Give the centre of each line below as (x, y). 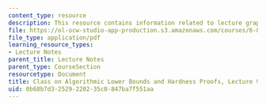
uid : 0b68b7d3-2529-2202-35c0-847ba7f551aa (81, 89)
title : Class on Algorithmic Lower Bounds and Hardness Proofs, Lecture (131, 81)
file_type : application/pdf (55, 37)
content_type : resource (47, 15)
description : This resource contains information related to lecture (125, 23)
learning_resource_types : (51, 45)
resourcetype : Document (47, 74)
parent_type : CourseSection (55, 67)
